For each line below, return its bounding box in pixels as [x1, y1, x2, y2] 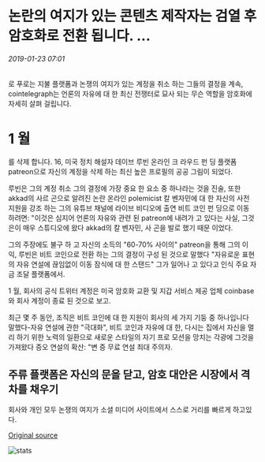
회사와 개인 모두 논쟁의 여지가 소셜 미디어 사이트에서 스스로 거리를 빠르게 [8, 405, 231, 415]
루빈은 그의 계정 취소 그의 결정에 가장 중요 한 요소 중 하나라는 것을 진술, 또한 [8, 184, 241, 193]
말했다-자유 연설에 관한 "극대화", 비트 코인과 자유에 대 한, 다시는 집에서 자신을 [8, 322, 246, 332]
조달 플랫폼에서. [16, 270, 65, 279]
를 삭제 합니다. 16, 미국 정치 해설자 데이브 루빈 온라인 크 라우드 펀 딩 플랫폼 [8, 157, 237, 166]
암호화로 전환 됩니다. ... [8, 27, 151, 45]
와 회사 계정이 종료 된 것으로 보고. [8, 296, 111, 306]
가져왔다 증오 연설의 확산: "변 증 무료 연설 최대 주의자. [8, 342, 174, 352]
